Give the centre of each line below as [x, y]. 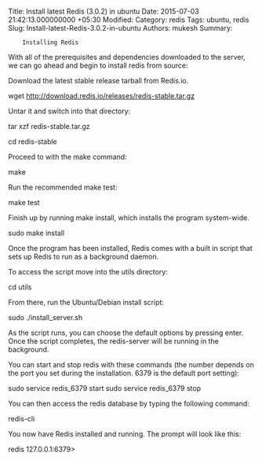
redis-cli [22, 419]
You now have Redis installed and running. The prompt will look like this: [125, 434]
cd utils [20, 287]
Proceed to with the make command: [67, 157]
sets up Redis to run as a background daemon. [84, 256]
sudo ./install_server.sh [45, 317]
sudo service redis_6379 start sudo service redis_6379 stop [105, 388]
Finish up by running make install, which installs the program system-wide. [129, 218]
